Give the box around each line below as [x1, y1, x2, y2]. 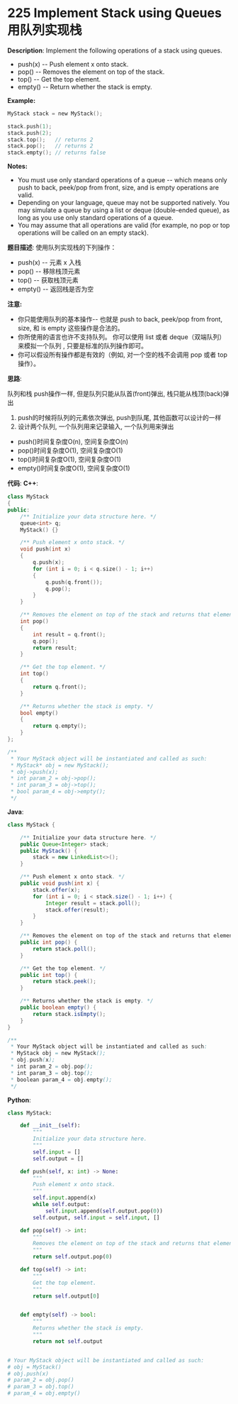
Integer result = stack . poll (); [45, 900, 141, 907]
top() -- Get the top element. [17, 74, 101, 83]
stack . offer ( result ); [45, 906, 110, 913]
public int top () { [20, 971, 78, 978]
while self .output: [33, 1201, 91, 1208]
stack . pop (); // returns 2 [7, 143, 93, 150]
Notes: [7, 162, 28, 171]
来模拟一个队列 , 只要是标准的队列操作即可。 [17, 342, 147, 350]
